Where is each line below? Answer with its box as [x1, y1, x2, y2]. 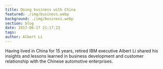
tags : [5, 30, 16, 35]
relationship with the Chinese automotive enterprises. [5, 58, 113, 64]
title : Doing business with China [5, 7, 76, 12]
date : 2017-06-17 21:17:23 [5, 25, 60, 30]
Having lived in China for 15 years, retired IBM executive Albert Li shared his [5, 47, 159, 54]
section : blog [5, 21, 34, 26]
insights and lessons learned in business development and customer [5, 53, 144, 59]
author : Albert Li [5, 35, 43, 40]
